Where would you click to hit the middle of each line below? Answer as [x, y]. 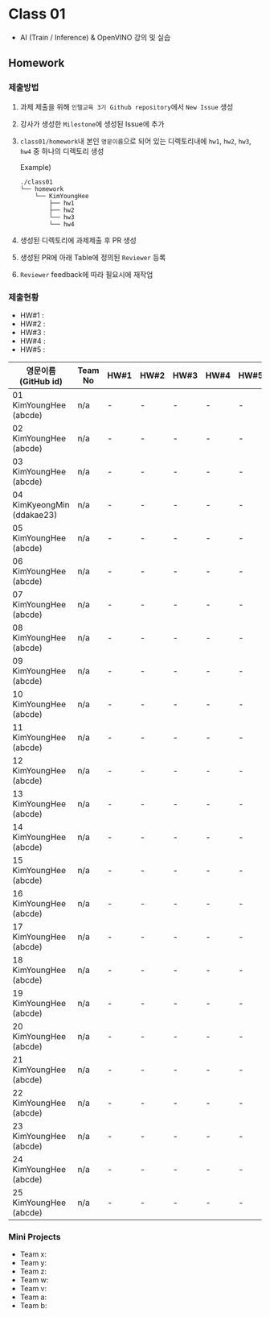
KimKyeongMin [41, 504]
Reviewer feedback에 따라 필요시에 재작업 [86, 274]
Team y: [33, 1263]
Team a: [33, 1297]
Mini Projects [35, 1236]
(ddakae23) [35, 515]
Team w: [34, 1280]
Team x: [33, 1254]
